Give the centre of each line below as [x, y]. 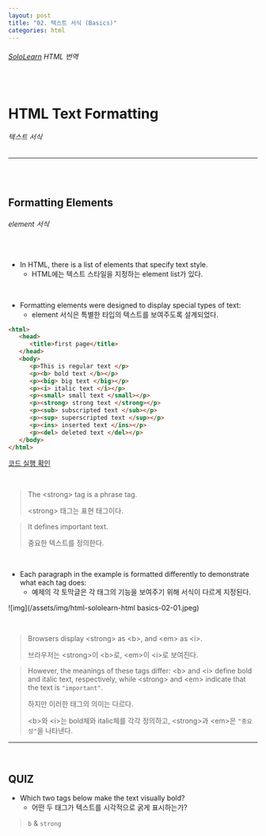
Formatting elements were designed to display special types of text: [130, 305]
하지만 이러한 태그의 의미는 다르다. [80, 704]
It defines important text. [68, 527]
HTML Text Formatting [84, 114]
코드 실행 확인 [30, 464]
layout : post [30, 15]
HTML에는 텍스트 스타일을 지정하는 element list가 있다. [117, 273]
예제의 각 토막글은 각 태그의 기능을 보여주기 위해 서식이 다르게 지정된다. [141, 592]
